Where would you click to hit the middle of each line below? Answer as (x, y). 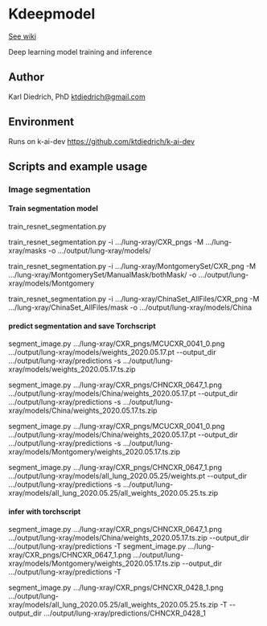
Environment (41, 122)
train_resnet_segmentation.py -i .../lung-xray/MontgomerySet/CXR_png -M (132, 266)
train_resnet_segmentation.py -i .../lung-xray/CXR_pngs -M (106, 242)
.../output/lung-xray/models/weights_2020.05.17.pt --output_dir (113, 352)
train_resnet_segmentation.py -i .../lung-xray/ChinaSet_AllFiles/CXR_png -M (134, 299)
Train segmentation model (53, 208)
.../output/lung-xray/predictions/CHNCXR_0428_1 (125, 613)
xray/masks (27, 251)
